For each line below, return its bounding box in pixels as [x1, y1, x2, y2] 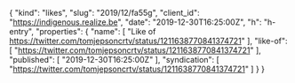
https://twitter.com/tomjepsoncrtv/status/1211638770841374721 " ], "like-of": [9, 35, 288, 46]
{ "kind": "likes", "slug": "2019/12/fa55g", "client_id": [9, 8, 200, 18]
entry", [9, 26, 34, 36]
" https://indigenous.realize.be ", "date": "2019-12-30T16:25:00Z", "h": [9, 17, 262, 27]
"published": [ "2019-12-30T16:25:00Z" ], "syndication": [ [9, 55, 219, 64]
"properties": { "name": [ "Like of [35, 26, 156, 36]
